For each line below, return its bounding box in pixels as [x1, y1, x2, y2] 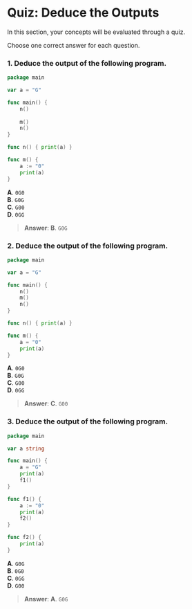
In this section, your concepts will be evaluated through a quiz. [7, 28, 185, 36]
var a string [7, 445, 45, 452]
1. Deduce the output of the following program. [7, 58, 167, 68]
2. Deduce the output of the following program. [7, 241, 168, 251]
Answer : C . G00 [23, 399, 68, 408]
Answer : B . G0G [23, 224, 68, 232]
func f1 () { [7, 496, 41, 502]
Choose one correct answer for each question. [7, 41, 140, 49]
